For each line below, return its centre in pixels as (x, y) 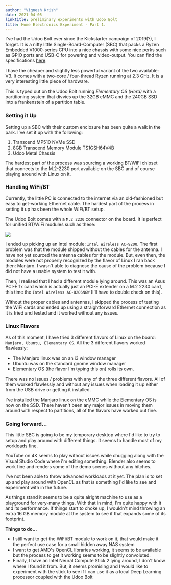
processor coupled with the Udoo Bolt (53, 577)
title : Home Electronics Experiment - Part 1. (56, 24)
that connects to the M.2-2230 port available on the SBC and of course (80, 168)
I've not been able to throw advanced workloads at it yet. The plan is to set (84, 476)
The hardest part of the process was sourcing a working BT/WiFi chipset (81, 163)
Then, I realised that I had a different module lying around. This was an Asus (85, 281)
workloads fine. (22, 446)
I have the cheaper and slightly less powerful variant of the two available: (82, 71)
